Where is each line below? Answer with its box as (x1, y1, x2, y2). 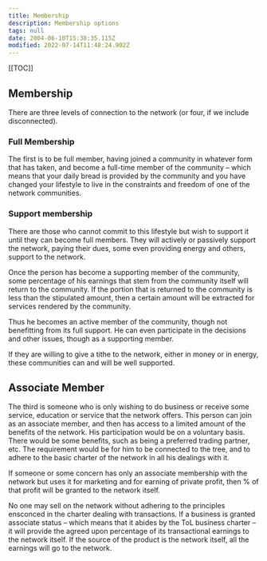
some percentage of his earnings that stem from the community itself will (8, 276, 249, 285)
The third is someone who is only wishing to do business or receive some (8, 402, 249, 412)
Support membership (8, 209, 93, 220)
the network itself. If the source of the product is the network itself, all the (8, 535, 249, 544)
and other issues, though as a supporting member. (8, 333, 174, 344)
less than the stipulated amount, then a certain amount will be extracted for (8, 292, 255, 302)
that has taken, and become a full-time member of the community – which (8, 163, 251, 173)
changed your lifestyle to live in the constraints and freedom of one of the (8, 180, 250, 189)
